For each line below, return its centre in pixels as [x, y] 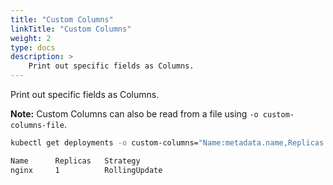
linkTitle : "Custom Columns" [71, 29]
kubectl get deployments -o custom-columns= [104, 143]
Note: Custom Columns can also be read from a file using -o [134, 114]
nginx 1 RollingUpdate [86, 170]
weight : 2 [31, 38]
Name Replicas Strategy [75, 161]
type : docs [33, 47]
